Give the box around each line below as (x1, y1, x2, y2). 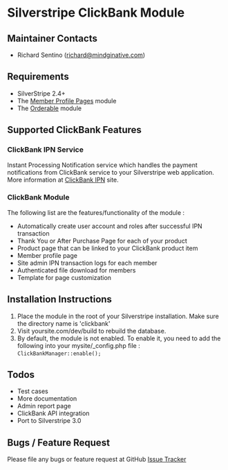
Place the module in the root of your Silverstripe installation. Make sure (17, 312, 219, 320)
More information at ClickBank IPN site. (7, 175, 119, 184)
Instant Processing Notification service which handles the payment (7, 161, 198, 169)
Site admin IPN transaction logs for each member (17, 259, 158, 267)
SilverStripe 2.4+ (17, 89, 66, 98)
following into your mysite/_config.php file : (17, 341, 140, 349)
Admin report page (17, 402, 71, 410)
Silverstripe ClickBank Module (7, 5, 185, 21)
